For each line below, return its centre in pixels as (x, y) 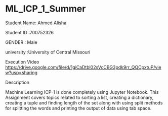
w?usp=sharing (22, 72)
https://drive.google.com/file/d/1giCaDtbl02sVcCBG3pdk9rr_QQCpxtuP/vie (83, 67)
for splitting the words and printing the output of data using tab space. (78, 108)
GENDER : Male (21, 42)
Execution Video (22, 62)
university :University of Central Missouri (48, 52)
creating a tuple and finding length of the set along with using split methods (84, 103)
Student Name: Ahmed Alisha (36, 23)
